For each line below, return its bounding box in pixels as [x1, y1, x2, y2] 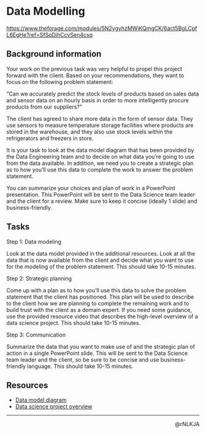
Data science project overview [15, 403, 93, 410]
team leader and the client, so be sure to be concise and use [6, 356, 159, 363]
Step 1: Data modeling [6, 238, 62, 245]
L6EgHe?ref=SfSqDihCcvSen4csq [6, 31, 93, 38]
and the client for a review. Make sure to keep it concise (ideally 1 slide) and [6, 197, 197, 205]
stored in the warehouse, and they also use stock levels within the [6, 128, 173, 135]
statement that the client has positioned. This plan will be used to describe [6, 293, 194, 300]
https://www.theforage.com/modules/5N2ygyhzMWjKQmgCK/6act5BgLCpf [6, 25, 197, 32]
